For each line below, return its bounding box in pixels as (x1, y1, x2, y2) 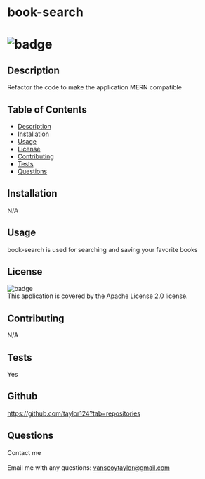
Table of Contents (7, 104, 88, 116)
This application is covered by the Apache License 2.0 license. (7, 292, 188, 300)
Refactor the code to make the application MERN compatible (7, 83, 183, 92)
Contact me (7, 448, 41, 456)
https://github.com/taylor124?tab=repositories (7, 409, 140, 418)
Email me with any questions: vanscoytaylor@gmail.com (7, 463, 170, 472)
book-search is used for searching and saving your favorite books (7, 245, 198, 254)
